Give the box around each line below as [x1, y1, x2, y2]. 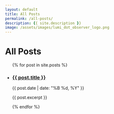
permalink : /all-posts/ [5, 16, 53, 21]
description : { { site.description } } [5, 20, 81, 26]
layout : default [5, 7, 38, 12]
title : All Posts [5, 12, 40, 16]
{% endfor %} [12, 104, 40, 110]
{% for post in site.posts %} [12, 62, 68, 68]
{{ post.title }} [12, 74, 46, 81]
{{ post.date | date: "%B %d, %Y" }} [12, 85, 84, 91]
